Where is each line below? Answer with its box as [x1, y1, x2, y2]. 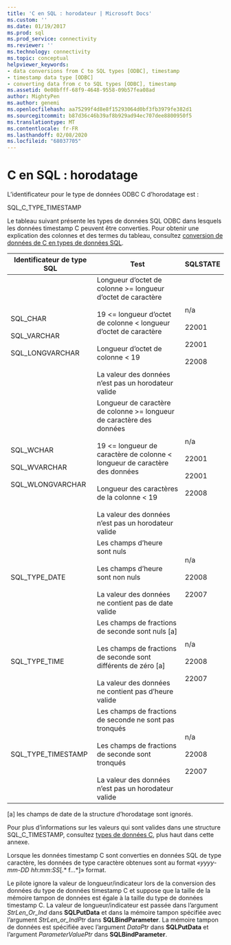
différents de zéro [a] [96, 661, 166, 671]
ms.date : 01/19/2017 [7, 23, 67, 30]
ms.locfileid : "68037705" [7, 138, 81, 145]
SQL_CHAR [10, 314, 47, 324]
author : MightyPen [7, 93, 60, 100]
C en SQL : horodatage [7, 168, 139, 183]
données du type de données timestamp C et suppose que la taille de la [7, 887, 211, 895]
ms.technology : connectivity [7, 49, 91, 56]
